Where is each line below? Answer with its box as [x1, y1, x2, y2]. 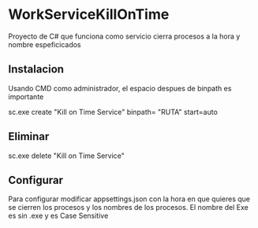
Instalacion [8, 63, 65, 76]
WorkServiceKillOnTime [8, 6, 170, 24]
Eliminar [8, 130, 50, 143]
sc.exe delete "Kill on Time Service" [8, 151, 125, 160]
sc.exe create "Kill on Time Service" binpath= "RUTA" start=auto [8, 107, 219, 116]
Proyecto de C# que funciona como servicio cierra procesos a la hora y [8, 31, 241, 41]
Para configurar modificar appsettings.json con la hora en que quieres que [8, 194, 251, 204]
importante [8, 92, 44, 101]
